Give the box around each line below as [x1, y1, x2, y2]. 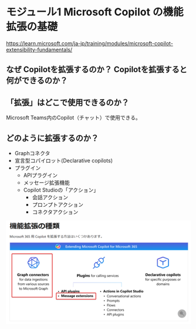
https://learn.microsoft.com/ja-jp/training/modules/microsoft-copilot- [6, 39, 173, 47]
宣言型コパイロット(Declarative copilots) [14, 157, 113, 164]
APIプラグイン [23, 172, 58, 179]
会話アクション [32, 193, 69, 200]
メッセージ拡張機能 [23, 179, 70, 186]
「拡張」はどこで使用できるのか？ [6, 98, 129, 108]
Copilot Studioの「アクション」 [23, 186, 99, 193]
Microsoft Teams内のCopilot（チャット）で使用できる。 [6, 114, 141, 121]
